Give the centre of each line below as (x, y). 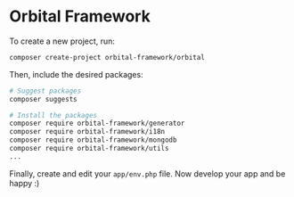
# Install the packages (53, 115)
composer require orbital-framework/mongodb (93, 140)
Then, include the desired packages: (77, 74)
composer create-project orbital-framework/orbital (107, 57)
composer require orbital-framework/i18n (87, 132)
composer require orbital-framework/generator (97, 123)
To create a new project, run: (62, 41)
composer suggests (43, 99)
